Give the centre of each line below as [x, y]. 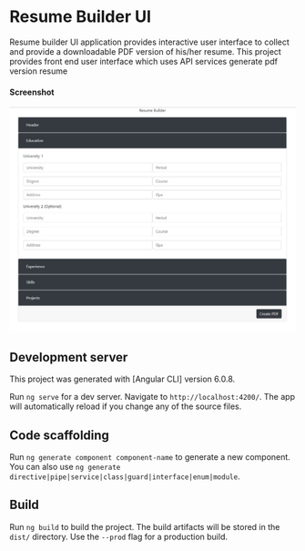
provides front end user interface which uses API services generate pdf [143, 61]
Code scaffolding [59, 435]
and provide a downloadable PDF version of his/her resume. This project [146, 51]
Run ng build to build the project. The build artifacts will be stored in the [145, 526]
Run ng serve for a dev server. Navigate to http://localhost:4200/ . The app [152, 397]
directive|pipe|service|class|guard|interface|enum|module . [125, 476]
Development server [69, 357]
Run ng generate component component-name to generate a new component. [150, 457]
